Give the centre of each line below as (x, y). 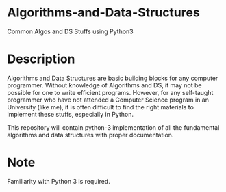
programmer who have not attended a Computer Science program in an (108, 100)
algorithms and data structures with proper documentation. (90, 135)
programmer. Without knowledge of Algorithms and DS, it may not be (104, 85)
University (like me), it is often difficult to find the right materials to (100, 107)
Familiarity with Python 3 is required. (59, 181)
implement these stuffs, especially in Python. (70, 114)
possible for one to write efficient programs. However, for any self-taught (110, 92)
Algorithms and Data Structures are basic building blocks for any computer (113, 78)
